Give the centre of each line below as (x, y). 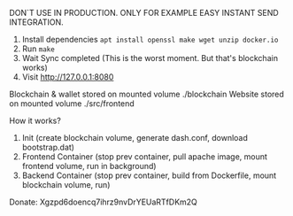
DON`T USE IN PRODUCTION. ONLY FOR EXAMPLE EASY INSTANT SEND (144, 13)
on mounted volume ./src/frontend (72, 104)
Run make (38, 49)
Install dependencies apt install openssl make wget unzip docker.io (150, 39)
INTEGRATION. (36, 22)
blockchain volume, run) (66, 185)
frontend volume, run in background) (89, 166)
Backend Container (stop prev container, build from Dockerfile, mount (149, 175)
